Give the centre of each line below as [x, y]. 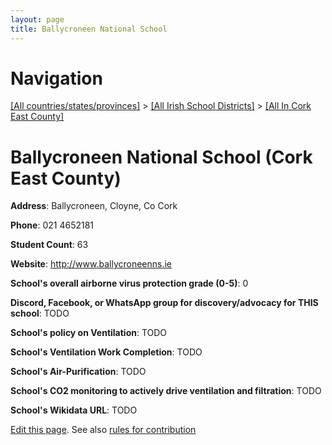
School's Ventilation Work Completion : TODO [106, 352]
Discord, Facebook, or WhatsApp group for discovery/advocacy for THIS [164, 303]
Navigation [56, 78]
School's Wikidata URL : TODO [74, 410]
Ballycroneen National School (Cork [161, 157]
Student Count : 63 [49, 245]
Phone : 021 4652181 [52, 225]
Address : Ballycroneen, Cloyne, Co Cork [94, 206]
